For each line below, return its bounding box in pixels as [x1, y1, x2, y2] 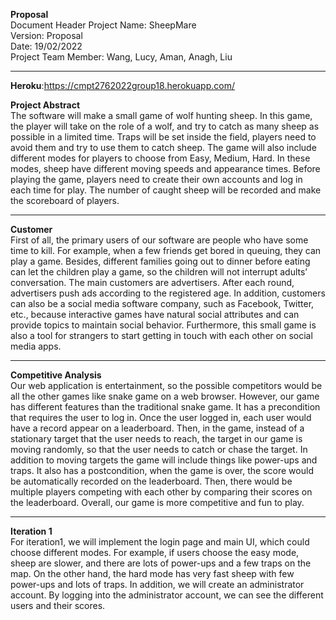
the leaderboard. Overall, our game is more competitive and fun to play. [10, 497, 305, 508]
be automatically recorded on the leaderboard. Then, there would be [10, 475, 293, 487]
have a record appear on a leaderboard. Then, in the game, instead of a [10, 422, 305, 434]
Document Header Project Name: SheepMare [10, 19, 197, 31]
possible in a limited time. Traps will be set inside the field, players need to [10, 131, 317, 143]
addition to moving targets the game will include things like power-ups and [10, 454, 318, 466]
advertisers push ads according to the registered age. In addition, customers [10, 287, 326, 299]
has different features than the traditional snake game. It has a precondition [10, 401, 321, 413]
